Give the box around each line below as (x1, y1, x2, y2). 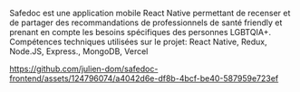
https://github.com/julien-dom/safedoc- (9, 63, 159, 74)
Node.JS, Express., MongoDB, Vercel (9, 46, 149, 57)
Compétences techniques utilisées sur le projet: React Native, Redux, (9, 36, 267, 47)
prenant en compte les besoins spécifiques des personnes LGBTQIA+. (9, 27, 272, 37)
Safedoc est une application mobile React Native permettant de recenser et (9, 8, 291, 18)
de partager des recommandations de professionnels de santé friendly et (9, 17, 283, 28)
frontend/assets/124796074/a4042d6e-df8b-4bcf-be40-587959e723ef (9, 73, 279, 84)
